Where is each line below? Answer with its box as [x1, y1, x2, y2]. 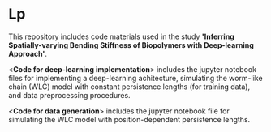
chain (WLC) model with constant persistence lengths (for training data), [8, 82, 251, 92]
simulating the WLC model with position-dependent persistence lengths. [8, 114, 251, 124]
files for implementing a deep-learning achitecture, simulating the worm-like [8, 73, 263, 83]
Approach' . [8, 49, 47, 58]
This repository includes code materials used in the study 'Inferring [8, 32, 235, 41]
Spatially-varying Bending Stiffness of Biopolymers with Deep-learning [8, 40, 254, 49]
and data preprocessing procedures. [8, 90, 131, 100]
